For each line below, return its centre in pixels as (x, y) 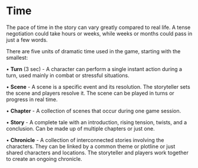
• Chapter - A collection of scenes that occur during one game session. (94, 111)
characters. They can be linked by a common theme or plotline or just (91, 146)
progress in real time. (32, 99)
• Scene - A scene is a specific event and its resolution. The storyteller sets (98, 86)
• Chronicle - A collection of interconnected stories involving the (85, 140)
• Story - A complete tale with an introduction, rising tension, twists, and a (97, 122)
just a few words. (27, 40)
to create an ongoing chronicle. (44, 159)
